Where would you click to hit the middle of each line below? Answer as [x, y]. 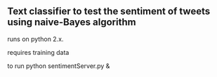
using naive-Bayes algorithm [72, 23]
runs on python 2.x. [35, 39]
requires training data [38, 52]
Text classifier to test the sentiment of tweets [109, 11]
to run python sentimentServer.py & [59, 66]
